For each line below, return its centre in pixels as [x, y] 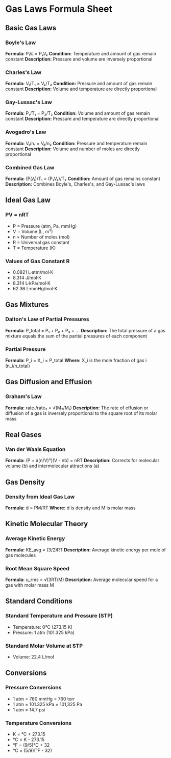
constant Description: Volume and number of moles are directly [73, 149]
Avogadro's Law [26, 132]
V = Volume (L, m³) [33, 231]
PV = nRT [17, 215]
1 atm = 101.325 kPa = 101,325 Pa [47, 704]
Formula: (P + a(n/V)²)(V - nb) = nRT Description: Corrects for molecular [82, 461]
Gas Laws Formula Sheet [59, 9]
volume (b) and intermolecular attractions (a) [52, 466]
